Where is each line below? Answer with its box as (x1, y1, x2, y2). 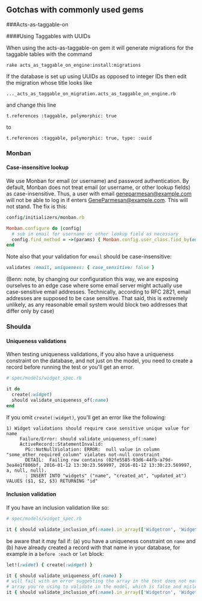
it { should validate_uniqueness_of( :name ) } (6, 573, 122, 579)
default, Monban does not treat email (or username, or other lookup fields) (6, 183, 191, 191)
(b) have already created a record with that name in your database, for (6, 544, 180, 551)
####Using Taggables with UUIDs (6, 32, 91, 40)
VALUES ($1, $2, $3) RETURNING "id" (6, 478, 98, 484)
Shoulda (6, 322, 31, 331)
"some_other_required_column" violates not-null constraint (6, 451, 161, 458)
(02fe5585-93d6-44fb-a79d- (105, 457, 173, 463)
